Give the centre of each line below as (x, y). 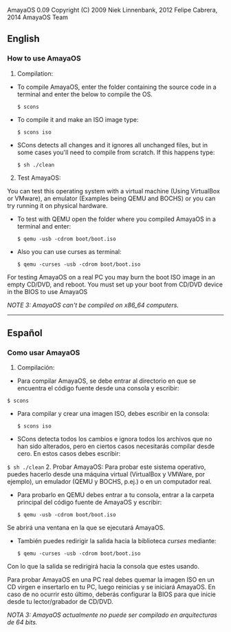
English (23, 39)
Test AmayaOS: (39, 178)
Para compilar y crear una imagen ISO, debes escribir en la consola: (113, 414)
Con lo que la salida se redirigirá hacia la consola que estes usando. (103, 567)
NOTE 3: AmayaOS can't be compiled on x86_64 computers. (93, 305)
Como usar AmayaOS (44, 352)
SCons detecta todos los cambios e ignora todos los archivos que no (114, 439)
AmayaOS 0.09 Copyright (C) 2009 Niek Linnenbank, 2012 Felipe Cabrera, (112, 10)
